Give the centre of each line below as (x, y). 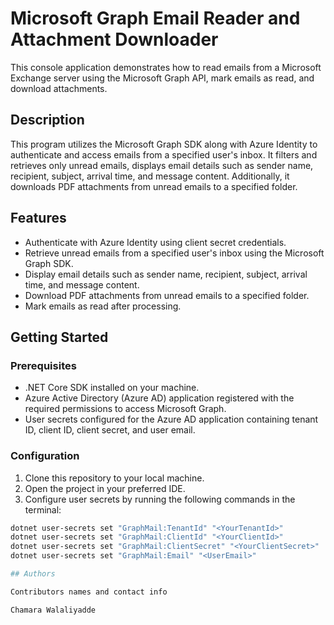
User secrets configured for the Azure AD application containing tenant (171, 419)
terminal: (43, 509)
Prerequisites (43, 365)
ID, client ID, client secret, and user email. (110, 430)
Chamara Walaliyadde (53, 610)
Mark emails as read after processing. (103, 306)
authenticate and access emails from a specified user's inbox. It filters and (164, 154)
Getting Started (59, 337)
